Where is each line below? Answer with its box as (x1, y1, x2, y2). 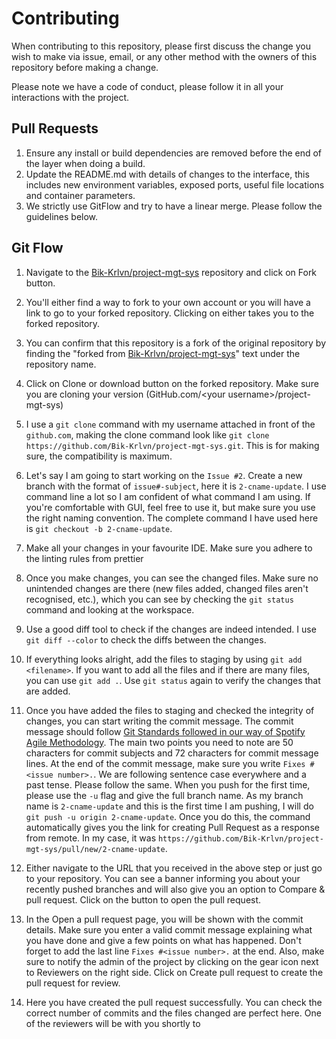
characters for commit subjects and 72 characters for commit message (25, 747, 319, 759)
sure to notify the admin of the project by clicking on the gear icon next (25, 955, 319, 967)
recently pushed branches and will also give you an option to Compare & (25, 883, 326, 895)
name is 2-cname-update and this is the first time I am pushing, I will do (25, 800, 314, 812)
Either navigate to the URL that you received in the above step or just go (25, 862, 323, 874)
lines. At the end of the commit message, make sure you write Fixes (25, 757, 306, 769)
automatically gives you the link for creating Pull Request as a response (25, 821, 320, 833)
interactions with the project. (11, 91, 130, 103)
